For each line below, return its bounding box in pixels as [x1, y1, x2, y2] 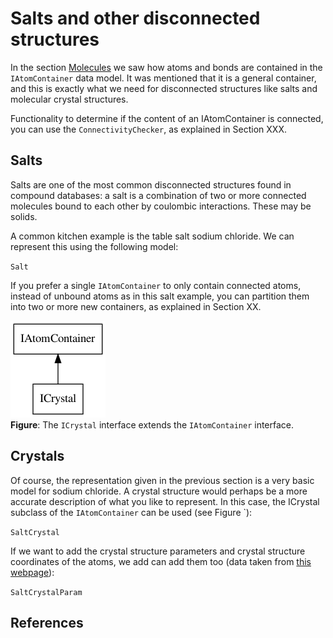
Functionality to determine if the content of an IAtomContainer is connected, [10, 112, 324, 124]
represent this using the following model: [10, 240, 179, 252]
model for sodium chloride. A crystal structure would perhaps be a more [10, 485, 308, 497]
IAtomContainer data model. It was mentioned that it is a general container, [10, 72, 317, 84]
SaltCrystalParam [10, 587, 83, 597]
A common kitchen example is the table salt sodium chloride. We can [10, 230, 295, 242]
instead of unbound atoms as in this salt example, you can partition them [10, 290, 310, 302]
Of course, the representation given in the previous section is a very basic [10, 474, 315, 486]
